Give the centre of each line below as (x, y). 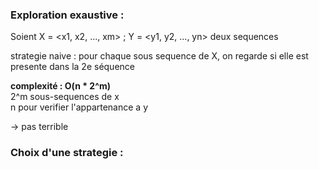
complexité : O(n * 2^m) (61, 86)
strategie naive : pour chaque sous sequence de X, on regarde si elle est (159, 56)
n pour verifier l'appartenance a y (79, 107)
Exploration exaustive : (67, 15)
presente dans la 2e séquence (72, 67)
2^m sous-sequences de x (65, 97)
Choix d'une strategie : (67, 153)
